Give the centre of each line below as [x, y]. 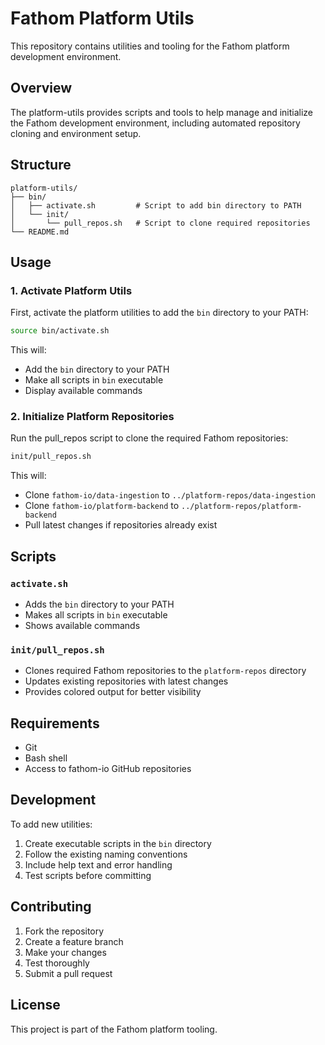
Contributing [51, 907]
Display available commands [83, 391]
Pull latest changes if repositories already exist [121, 525]
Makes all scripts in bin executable [96, 614]
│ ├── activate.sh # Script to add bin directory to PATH [156, 205]
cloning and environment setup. [76, 133]
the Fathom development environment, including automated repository [155, 123]
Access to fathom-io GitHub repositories [108, 769]
